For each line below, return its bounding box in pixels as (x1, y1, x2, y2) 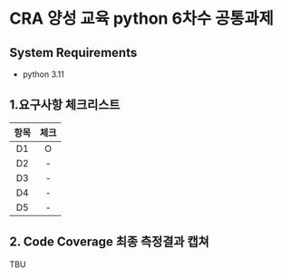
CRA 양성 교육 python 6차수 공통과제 (9, 8, 274, 29)
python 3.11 (22, 69, 65, 80)
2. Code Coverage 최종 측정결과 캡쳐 (9, 234, 210, 250)
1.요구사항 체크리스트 (9, 97, 121, 113)
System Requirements (9, 44, 138, 60)
